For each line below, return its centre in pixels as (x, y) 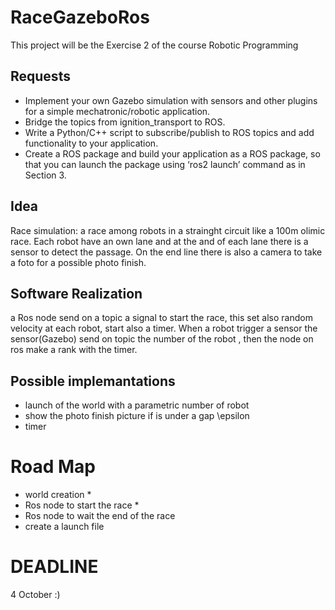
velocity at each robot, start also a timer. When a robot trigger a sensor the (164, 328)
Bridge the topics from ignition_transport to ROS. (125, 122)
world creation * (58, 495)
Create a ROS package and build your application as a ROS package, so (172, 153)
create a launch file (64, 527)
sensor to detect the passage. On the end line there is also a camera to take (166, 252)
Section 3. (45, 175)
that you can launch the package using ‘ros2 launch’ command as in (165, 164)
